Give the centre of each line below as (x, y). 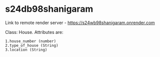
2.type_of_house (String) (32, 45)
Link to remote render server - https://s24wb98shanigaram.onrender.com (80, 23)
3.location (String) (26, 50)
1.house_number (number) (31, 41)
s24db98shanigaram (49, 9)
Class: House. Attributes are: (34, 32)
